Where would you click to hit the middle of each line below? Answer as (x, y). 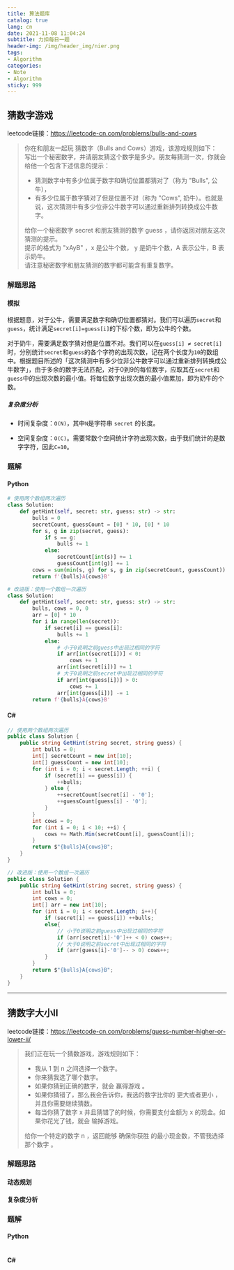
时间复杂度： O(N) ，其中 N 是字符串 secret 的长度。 (88, 423)
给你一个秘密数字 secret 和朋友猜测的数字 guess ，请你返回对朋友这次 (125, 231)
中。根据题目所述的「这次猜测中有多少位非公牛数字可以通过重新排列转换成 (114, 361)
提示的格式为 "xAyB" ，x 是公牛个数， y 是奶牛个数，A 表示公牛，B (120, 248)
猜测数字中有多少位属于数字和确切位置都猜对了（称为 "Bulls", (122, 181)
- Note (17, 72)
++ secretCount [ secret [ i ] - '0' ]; (106, 795)
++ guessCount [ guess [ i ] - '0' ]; (102, 802)
